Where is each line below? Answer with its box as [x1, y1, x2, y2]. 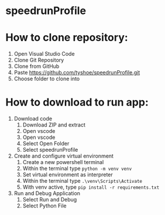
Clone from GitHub [13, 63, 60, 70]
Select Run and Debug [22, 196, 77, 203]
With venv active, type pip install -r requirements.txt [22, 183, 160, 191]
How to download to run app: [5, 95, 149, 109]
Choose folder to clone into [13, 75, 80, 83]
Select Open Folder [22, 140, 70, 147]
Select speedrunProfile [22, 146, 78, 153]
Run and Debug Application [13, 190, 80, 197]
